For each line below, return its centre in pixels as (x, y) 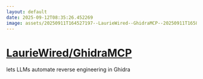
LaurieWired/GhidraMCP (69, 53)
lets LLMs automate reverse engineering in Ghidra (69, 69)
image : (14, 23)
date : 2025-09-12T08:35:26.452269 (50, 17)
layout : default (27, 12)
